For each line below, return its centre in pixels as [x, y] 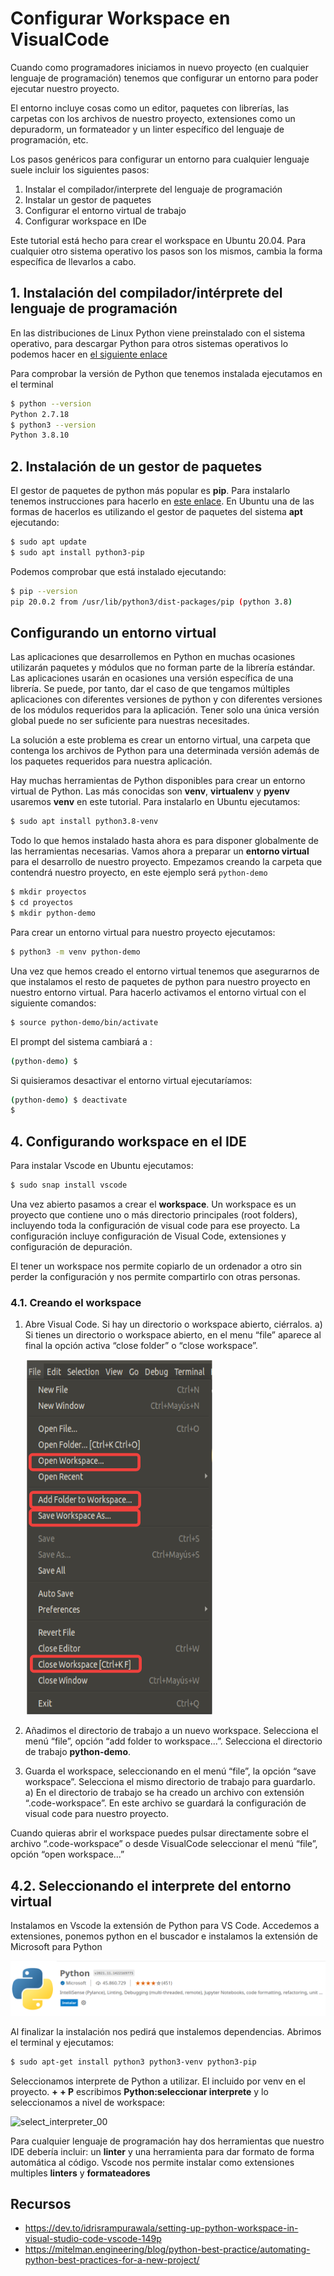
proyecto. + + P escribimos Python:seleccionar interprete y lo [139, 2091]
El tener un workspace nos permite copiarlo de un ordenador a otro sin [156, 1266]
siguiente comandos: [53, 1003]
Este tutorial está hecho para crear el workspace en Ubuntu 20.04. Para [158, 240]
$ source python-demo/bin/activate [84, 1022]
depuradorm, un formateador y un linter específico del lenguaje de [147, 129]
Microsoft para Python [56, 1947]
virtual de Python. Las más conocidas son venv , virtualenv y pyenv [150, 791]
